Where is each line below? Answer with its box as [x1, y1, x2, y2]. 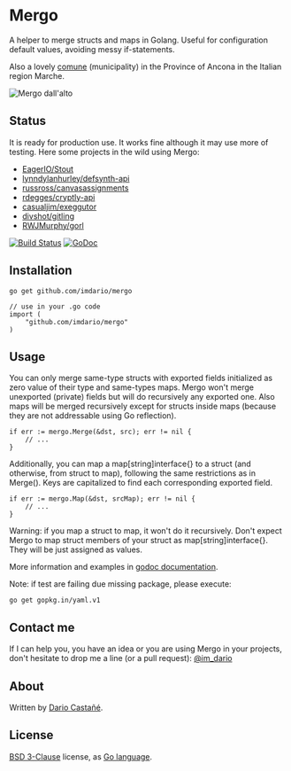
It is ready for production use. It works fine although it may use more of [9, 136, 269, 147]
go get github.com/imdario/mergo [9, 286, 133, 295]
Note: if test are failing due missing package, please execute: [9, 579, 232, 589]
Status [9, 113, 47, 128]
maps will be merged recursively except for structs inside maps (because [9, 401, 277, 412]
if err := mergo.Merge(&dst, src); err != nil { [9, 427, 192, 437]
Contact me [9, 619, 75, 635]
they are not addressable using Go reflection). [9, 410, 177, 421]
